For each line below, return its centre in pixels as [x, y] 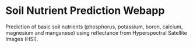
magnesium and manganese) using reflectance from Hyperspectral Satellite [96, 32]
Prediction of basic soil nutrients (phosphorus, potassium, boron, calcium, [94, 27]
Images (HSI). [22, 39]
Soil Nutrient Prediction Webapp [85, 11]
